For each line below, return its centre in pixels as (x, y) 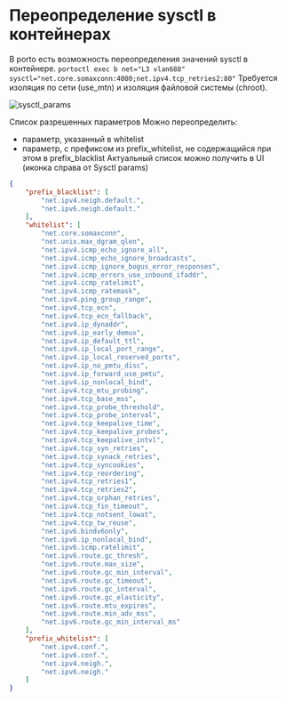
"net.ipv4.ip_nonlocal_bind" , (97, 382)
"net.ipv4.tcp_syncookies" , (93, 465)
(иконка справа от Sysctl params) (85, 167)
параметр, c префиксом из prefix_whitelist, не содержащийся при (147, 149)
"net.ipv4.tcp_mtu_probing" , (95, 391)
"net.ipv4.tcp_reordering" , (93, 473)
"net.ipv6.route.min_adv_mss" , (99, 614)
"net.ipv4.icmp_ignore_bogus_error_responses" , (131, 266)
